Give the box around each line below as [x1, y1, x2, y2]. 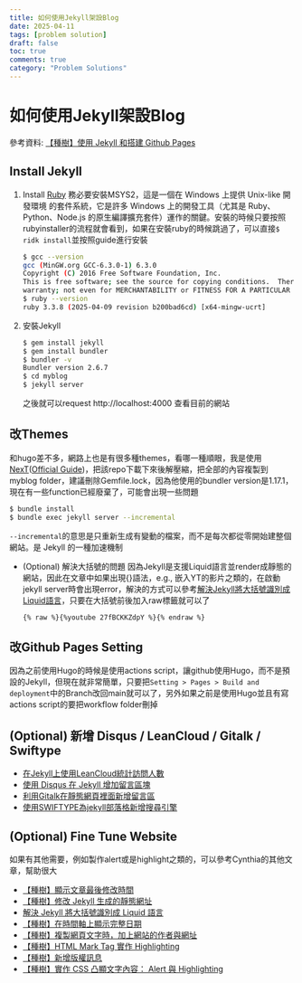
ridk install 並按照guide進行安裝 [22, 234, 148, 245]
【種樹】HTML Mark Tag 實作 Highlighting [22, 941, 180, 951]
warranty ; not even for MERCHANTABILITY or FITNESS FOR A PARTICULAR [22, 286, 291, 295]
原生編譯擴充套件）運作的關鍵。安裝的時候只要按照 [95, 212, 287, 222]
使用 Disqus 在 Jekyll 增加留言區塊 [22, 780, 151, 790]
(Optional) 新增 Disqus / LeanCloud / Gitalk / [9, 728, 261, 743]
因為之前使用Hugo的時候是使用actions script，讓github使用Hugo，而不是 [9, 666, 283, 676]
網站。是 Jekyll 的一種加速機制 [9, 542, 124, 553]
